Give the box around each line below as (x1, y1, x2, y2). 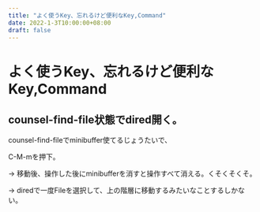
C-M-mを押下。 (8, 152, 61, 162)
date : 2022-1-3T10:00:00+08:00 (8, 19, 111, 27)
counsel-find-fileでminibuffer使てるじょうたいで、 (8, 136, 172, 145)
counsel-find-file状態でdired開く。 (8, 113, 183, 126)
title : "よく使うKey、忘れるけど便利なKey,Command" (8, 11, 167, 20)
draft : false (8, 26, 51, 34)
